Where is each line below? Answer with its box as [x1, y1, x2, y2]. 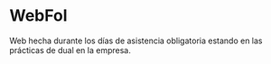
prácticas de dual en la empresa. [9, 44, 131, 55]
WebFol [9, 5, 68, 26]
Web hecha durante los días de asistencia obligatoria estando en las [9, 35, 263, 46]
